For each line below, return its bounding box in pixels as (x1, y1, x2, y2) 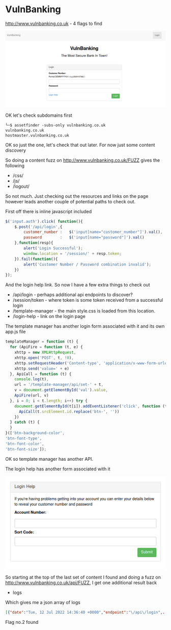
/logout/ (12, 183, 30, 189)
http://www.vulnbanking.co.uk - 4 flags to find (5, 20, 103, 27)
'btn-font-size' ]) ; (5, 447, 47, 452)
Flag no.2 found (5, 619, 39, 625)
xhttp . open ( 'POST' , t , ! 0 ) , (14, 355, 74, 360)
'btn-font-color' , (5, 441, 44, 447)
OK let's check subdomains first (5, 112, 72, 118)
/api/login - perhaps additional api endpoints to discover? (12, 292, 133, 298)
